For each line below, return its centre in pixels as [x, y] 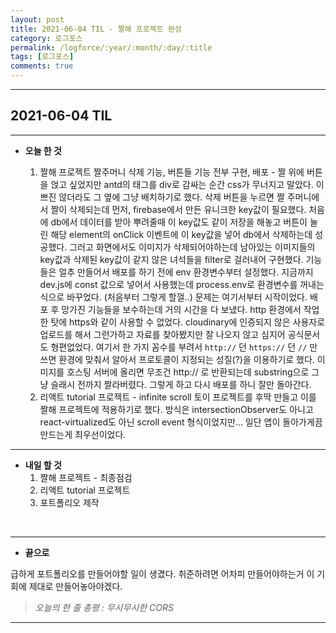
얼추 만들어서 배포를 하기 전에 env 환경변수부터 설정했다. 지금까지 [186, 272]
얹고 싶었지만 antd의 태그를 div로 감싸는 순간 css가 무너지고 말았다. [182, 184]
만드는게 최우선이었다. [83, 434]
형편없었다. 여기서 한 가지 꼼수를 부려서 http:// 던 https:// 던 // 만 [184, 347]
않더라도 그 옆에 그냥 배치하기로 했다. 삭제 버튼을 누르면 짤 [171, 197]
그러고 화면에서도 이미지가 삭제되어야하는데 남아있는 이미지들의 [192, 247]
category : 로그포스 [46, 38]
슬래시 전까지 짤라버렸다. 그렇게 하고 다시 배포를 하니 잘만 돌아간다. [181, 384]
